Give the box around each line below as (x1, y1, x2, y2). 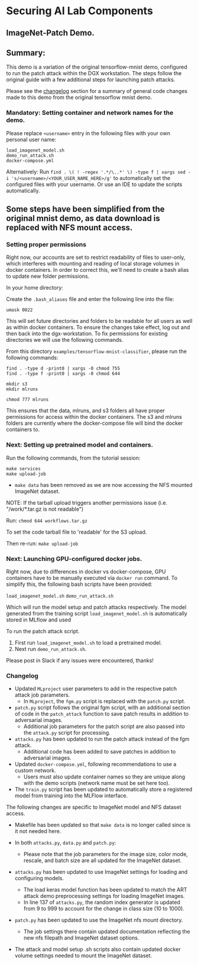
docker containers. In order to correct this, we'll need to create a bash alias (6, 267, 189, 274)
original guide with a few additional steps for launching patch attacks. (6, 76, 176, 84)
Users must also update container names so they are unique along (23, 773, 186, 780)
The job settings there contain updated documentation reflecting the (23, 928, 190, 935)
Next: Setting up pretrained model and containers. (6, 441, 154, 449)
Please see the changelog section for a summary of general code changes (6, 88, 188, 95)
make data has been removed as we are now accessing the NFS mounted (14, 481, 193, 488)
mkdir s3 (6, 381, 28, 387)
